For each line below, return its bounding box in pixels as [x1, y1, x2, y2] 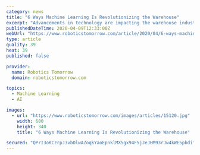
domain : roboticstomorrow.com [11, 75, 86, 81]
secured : [6, 140, 28, 146]
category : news [6, 8, 44, 15]
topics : [6, 86, 26, 91]
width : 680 [17, 118, 44, 124]
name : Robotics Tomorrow [11, 69, 73, 75]
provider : [6, 64, 31, 69]
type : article [6, 36, 42, 42]
